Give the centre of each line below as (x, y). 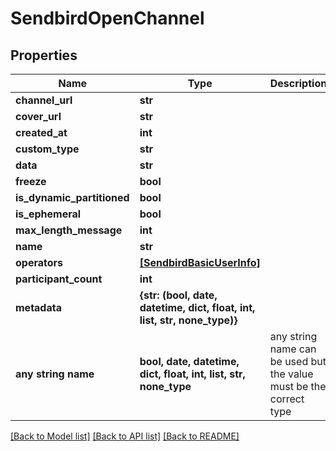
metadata (38, 307)
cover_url (38, 116)
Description (298, 83)
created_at (41, 132)
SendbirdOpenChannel (107, 18)
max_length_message (69, 230)
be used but (298, 361)
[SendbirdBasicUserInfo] (200, 262)
